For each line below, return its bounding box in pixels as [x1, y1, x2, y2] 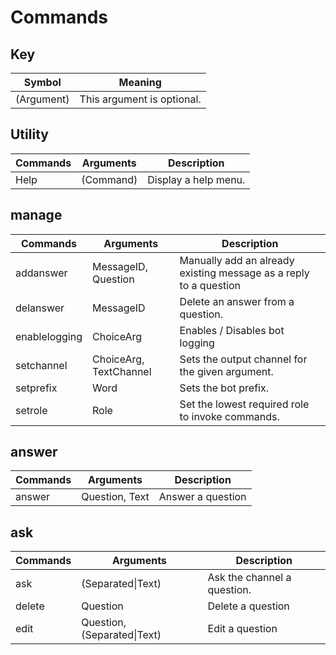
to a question [179, 278, 242, 292]
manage [10, 207, 63, 224]
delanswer [15, 301, 65, 315]
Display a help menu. [147, 172, 246, 186]
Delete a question [207, 599, 290, 613]
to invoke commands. [179, 409, 280, 423]
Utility [10, 126, 49, 143]
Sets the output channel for [179, 352, 308, 366]
